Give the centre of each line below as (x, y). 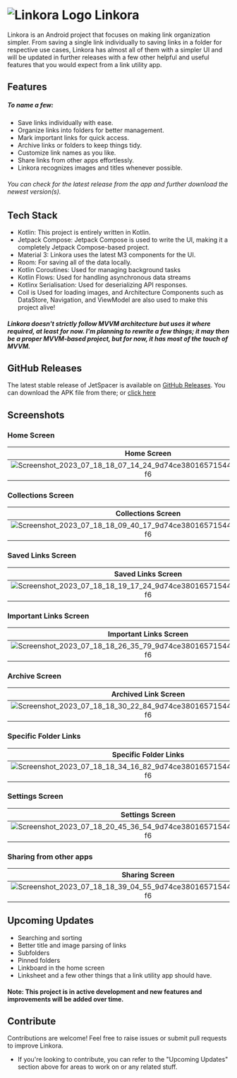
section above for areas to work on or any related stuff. (97, 1067)
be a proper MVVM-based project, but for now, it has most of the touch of (118, 339)
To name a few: (31, 105)
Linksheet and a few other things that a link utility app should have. (115, 975)
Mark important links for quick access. (73, 138)
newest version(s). (34, 192)
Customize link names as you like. (67, 153)
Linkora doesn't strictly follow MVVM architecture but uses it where (109, 323)
